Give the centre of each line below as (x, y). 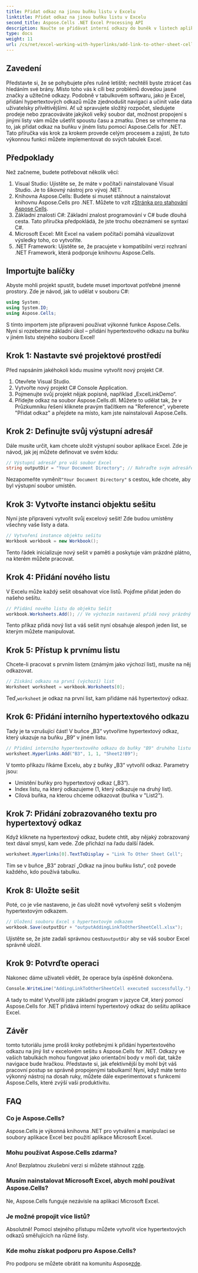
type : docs (19, 34)
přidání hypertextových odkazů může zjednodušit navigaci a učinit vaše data (99, 102)
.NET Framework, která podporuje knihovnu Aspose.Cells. (85, 252)
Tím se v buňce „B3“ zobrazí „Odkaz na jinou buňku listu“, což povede (91, 865)
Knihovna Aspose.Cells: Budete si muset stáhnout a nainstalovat (93, 196)
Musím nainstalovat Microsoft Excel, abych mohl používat (90, 1181)
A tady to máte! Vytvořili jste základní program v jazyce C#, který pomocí (95, 999)
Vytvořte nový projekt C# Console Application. (71, 388)
